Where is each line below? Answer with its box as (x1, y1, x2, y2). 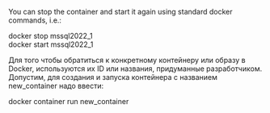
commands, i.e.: (8, 15, 62, 25)
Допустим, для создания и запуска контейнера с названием (8, 73, 218, 82)
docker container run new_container (8, 97, 129, 106)
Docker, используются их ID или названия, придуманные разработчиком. (8, 64, 263, 73)
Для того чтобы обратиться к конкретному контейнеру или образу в (8, 56, 246, 65)
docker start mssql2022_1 (8, 40, 94, 49)
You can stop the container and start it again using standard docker (8, 7, 233, 16)
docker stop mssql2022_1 (8, 31, 93, 40)
